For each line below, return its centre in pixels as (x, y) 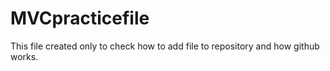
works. (24, 56)
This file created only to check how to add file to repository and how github (165, 46)
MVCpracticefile (80, 18)
